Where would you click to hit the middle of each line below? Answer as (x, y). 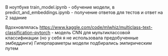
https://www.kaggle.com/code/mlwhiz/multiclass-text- (96, 27)
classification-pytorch (28, 32)
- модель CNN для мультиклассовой (91, 32)
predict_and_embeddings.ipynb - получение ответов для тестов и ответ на (84, 12)
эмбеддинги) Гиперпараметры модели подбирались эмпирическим (78, 43)
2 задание (16, 18)
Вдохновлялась (22, 27)
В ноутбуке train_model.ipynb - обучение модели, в (60, 7)
